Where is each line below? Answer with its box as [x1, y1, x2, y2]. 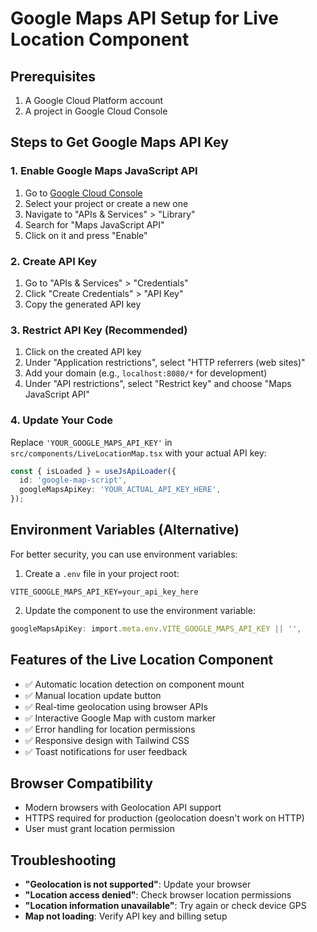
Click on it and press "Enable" [24, 229, 148, 241]
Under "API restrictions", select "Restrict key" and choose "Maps [24, 378, 292, 390]
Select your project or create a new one [24, 197, 189, 209]
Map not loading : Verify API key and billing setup [24, 910, 228, 922]
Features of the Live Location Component [10, 652, 274, 669]
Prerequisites [10, 68, 96, 85]
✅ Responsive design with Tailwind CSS [24, 734, 190, 746]
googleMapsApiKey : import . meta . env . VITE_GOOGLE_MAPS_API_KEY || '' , [10, 623, 302, 634]
